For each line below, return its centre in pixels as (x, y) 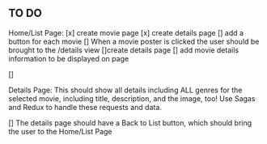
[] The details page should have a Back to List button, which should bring (130, 123)
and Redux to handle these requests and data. (85, 107)
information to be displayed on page (69, 58)
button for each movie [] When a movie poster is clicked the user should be (134, 41)
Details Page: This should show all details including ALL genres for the (125, 90)
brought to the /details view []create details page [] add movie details (124, 50)
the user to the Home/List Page (60, 131)
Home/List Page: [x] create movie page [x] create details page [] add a (126, 32)
